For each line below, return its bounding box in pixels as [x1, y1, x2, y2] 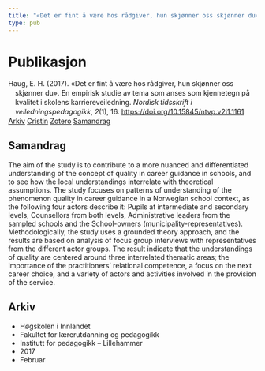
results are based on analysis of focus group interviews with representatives [8, 235, 256, 245]
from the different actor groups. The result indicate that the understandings [8, 244, 253, 253]
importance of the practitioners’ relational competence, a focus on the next [8, 260, 252, 270]
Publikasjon [8, 53, 87, 71]
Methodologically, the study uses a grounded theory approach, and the [8, 227, 240, 237]
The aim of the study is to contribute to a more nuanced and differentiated [8, 159, 249, 170]
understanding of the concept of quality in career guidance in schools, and [8, 168, 252, 178]
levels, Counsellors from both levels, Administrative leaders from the [8, 210, 230, 219]
